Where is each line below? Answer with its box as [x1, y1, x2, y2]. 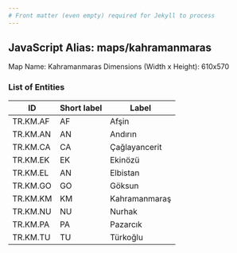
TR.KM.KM [12, 193, 52, 204]
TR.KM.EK [12, 154, 50, 165]
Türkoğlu [110, 232, 143, 243]
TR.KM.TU [12, 232, 51, 243]
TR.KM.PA [12, 219, 50, 230]
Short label [59, 102, 103, 113]
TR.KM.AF [12, 116, 50, 127]
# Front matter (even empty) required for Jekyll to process [8, 11, 216, 20]
